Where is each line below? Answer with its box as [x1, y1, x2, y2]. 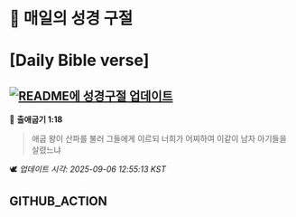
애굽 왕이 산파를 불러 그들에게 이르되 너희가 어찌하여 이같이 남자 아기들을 [31, 133, 287, 145]
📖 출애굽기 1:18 [9, 114, 63, 125]
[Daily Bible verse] [9, 51, 150, 71]
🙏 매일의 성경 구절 [9, 8, 134, 29]
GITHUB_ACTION [9, 193, 108, 209]
